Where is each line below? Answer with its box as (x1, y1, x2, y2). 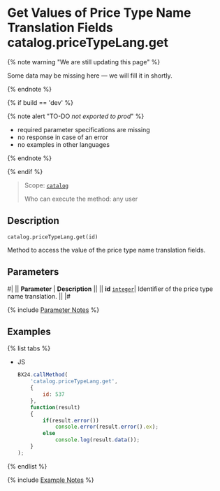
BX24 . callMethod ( (17, 371, 68, 378)
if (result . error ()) (43, 417, 99, 424)
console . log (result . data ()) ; (54, 436, 140, 443)
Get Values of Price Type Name (7, 5, 191, 21)
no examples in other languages (17, 140, 110, 148)
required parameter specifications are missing (17, 125, 150, 134)
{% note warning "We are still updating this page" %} (7, 57, 161, 66)
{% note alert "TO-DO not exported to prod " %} (7, 112, 145, 120)
